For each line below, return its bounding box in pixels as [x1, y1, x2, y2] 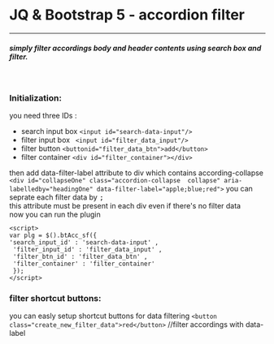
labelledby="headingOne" [9, 185, 94, 194]
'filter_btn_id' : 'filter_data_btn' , [12, 253, 149, 261]
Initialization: [9, 92, 62, 103]
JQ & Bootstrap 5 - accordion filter [9, 6, 245, 24]
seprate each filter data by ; [9, 192, 104, 202]
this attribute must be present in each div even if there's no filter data [9, 201, 241, 211]
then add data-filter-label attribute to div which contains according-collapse [9, 168, 263, 178]
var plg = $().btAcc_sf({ [9, 231, 97, 240]
